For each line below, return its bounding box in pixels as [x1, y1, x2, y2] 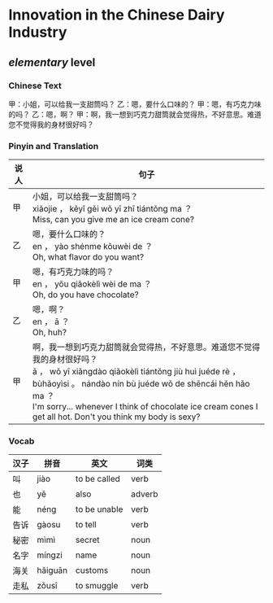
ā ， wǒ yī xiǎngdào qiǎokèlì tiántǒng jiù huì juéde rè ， [32, 366, 241, 378]
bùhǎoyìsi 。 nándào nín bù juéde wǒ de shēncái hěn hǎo [32, 378, 250, 390]
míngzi [37, 549, 63, 561]
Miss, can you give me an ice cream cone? [32, 214, 195, 225]
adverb [131, 488, 158, 500]
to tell [76, 519, 97, 531]
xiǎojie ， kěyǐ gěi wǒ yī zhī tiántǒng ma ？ [32, 203, 193, 215]
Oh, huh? [32, 327, 67, 339]
